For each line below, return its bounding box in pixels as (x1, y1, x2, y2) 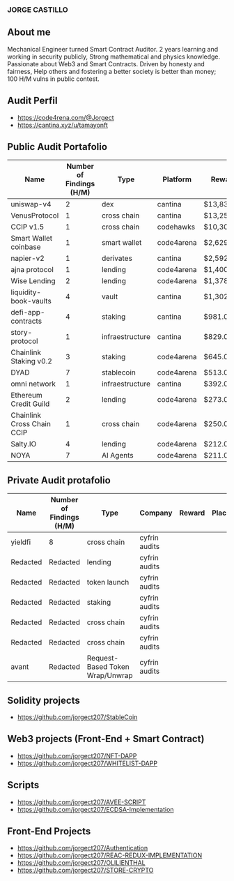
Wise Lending (10, 276, 56, 286)
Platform (162, 174, 192, 184)
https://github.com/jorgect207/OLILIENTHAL (17, 859, 146, 867)
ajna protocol (10, 265, 54, 275)
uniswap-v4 (10, 199, 52, 209)
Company (139, 508, 173, 518)
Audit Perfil (7, 95, 58, 107)
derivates (101, 253, 132, 263)
